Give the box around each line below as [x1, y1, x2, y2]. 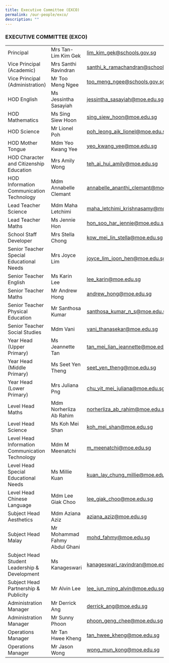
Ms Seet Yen [51, 361, 81, 368]
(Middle [8, 364, 26, 371]
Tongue [8, 145, 26, 152]
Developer [8, 237, 33, 244]
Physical [8, 308, 28, 315]
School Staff [8, 231, 37, 238]
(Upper [8, 343, 25, 350]
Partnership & [8, 585, 40, 592]
